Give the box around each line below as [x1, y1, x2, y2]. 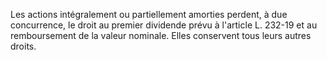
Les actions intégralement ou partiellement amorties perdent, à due [10, 9, 288, 20]
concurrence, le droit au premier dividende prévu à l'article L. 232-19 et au [10, 19, 318, 31]
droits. [10, 40, 37, 52]
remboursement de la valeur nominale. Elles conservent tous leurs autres [10, 30, 312, 41]
